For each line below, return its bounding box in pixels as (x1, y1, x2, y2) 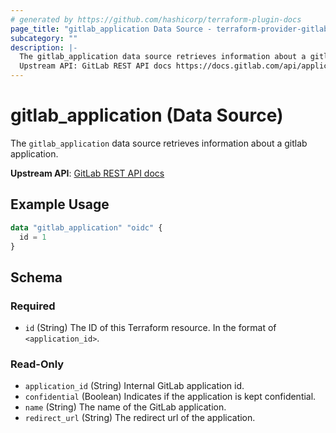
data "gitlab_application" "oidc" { (10, 222, 163, 233)
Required (10, 299, 56, 313)
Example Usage (10, 196, 110, 213)
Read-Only (10, 357, 65, 371)
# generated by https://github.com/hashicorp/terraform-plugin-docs (10, 14, 302, 25)
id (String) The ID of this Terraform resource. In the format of (24, 322, 277, 334)
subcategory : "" (10, 33, 78, 43)
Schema (10, 269, 63, 286)
